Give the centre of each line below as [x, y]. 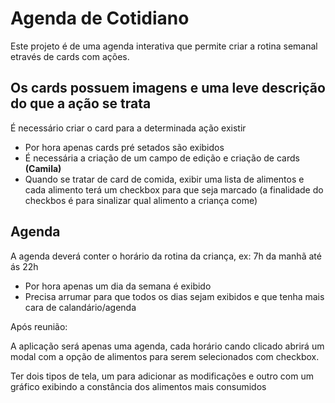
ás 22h [24, 266]
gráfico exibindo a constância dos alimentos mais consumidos [138, 386]
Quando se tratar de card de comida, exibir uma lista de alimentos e [164, 179]
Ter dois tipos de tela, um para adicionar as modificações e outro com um [162, 376]
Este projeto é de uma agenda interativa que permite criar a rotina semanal [164, 46]
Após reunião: [39, 326]
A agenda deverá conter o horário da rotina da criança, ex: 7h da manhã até [166, 256]
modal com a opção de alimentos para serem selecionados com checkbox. [165, 356]
